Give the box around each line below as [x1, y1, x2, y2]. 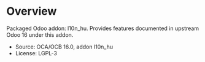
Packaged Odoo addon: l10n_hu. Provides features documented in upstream [6, 25, 199, 32]
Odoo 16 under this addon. [6, 31, 74, 38]
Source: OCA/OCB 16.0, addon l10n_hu [15, 43, 114, 50]
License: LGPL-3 [15, 49, 57, 56]
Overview [6, 4, 57, 18]
